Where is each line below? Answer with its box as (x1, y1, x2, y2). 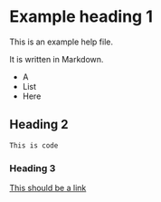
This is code (9, 140, 59, 150)
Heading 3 (9, 161, 56, 174)
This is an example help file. (9, 36, 113, 47)
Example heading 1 (9, 6, 154, 27)
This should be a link (9, 183, 87, 194)
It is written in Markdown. (9, 53, 104, 64)
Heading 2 (9, 117, 70, 132)
